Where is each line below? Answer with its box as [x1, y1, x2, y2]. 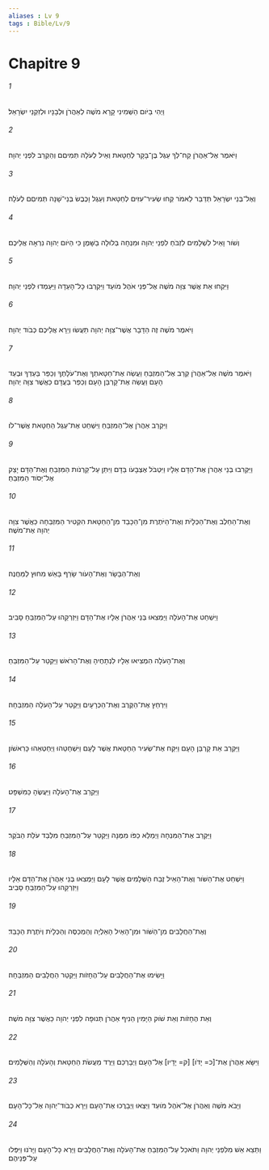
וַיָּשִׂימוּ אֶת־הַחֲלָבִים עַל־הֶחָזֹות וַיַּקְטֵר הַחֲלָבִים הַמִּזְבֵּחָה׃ [8, 969, 165, 980]
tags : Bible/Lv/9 [8, 19, 70, 28]
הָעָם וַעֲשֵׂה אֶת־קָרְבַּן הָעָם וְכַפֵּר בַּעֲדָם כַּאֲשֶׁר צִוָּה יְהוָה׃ [8, 377, 163, 387]
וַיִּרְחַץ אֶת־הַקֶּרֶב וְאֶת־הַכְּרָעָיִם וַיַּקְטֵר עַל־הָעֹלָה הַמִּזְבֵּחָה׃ [8, 700, 168, 709]
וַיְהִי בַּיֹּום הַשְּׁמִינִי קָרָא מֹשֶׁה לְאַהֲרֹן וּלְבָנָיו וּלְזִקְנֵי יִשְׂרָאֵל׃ [8, 106, 165, 116]
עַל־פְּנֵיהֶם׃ [8, 1153, 38, 1163]
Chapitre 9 [8, 54, 81, 73]
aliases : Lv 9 [8, 11, 60, 20]
